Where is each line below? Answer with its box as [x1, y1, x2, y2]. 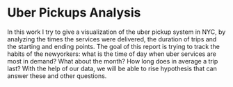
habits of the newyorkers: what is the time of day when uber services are [7, 50, 217, 58]
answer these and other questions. [7, 71, 107, 80]
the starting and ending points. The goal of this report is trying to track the [7, 42, 220, 50]
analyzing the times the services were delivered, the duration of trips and [7, 35, 217, 43]
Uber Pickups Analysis [7, 5, 141, 21]
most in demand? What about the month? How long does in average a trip [7, 57, 218, 65]
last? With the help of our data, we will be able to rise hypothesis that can [7, 64, 217, 72]
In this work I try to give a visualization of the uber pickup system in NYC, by [7, 28, 226, 36]
